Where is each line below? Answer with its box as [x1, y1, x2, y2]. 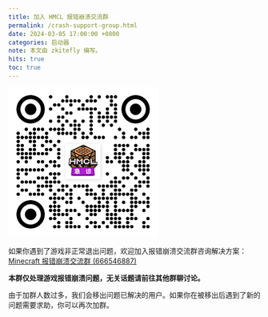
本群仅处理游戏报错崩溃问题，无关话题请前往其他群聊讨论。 [8, 273, 205, 283]
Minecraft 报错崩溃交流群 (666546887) [8, 256, 138, 266]
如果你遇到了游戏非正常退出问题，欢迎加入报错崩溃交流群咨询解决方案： [8, 246, 246, 255]
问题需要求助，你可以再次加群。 [8, 300, 114, 310]
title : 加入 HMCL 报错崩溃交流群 [8, 13, 110, 21]
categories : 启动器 [8, 38, 70, 46]
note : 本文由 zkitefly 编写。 [8, 46, 102, 55]
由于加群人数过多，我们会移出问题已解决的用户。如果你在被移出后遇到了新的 [8, 290, 261, 299]
